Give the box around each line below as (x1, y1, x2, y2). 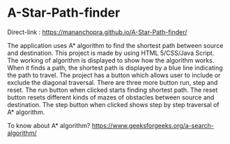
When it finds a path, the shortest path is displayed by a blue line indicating (7, 63, 223, 72)
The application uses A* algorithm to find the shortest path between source (7, 41, 224, 49)
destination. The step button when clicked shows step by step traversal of (7, 100, 220, 109)
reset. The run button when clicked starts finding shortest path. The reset (7, 86, 218, 94)
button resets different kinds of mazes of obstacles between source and (7, 93, 215, 102)
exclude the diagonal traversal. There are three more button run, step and (7, 78, 218, 86)
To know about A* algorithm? (7, 121, 91, 129)
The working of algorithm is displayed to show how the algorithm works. (7, 56, 215, 64)
